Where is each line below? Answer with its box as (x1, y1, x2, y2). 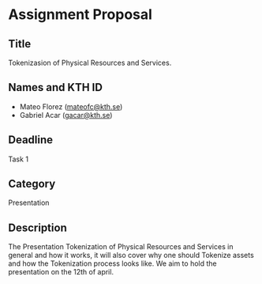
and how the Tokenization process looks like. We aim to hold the (8, 259, 217, 268)
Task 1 (8, 154, 29, 164)
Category (8, 177, 56, 191)
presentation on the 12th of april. (8, 267, 114, 277)
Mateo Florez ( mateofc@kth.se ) (19, 101, 123, 112)
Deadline (8, 133, 54, 147)
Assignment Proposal (8, 6, 152, 24)
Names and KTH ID (8, 81, 103, 94)
